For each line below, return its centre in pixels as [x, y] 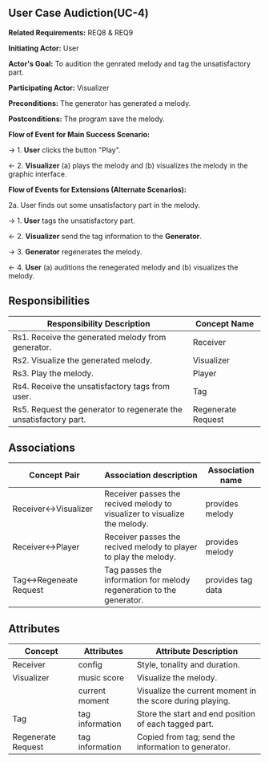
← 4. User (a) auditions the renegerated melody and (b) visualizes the [123, 267]
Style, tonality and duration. [188, 665]
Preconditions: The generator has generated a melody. [100, 103]
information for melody [147, 580]
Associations [42, 448]
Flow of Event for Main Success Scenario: [79, 134]
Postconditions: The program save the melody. [87, 119]
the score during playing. [183, 701]
